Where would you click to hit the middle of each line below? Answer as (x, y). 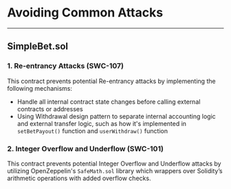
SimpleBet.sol (38, 46)
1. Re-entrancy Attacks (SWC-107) (65, 66)
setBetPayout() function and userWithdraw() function (92, 131)
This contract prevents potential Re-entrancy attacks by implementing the (111, 81)
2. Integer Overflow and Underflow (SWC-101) (85, 148)
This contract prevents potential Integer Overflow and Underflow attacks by (114, 164)
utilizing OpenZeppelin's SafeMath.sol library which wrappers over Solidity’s (115, 170)
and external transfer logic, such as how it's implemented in (102, 123)
